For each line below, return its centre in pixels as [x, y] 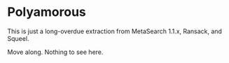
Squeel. [18, 38]
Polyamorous [47, 12]
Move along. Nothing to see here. [55, 52]
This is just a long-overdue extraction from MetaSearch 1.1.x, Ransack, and [115, 31]
